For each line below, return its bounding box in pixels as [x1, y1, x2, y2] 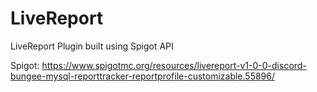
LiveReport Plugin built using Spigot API [10, 40, 174, 52]
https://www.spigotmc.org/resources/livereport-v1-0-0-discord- [41, 59, 307, 71]
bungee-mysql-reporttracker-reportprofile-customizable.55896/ [10, 70, 276, 82]
